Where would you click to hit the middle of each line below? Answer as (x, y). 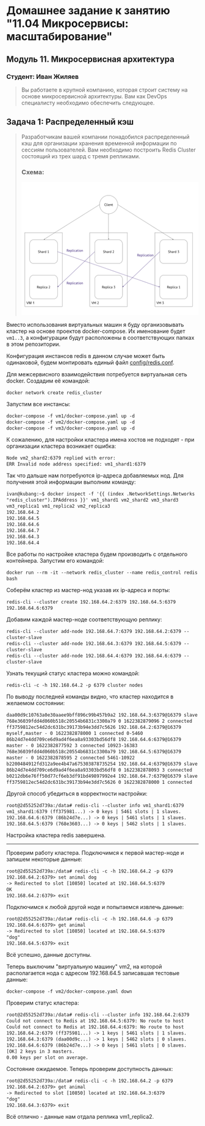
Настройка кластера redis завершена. (56, 835)
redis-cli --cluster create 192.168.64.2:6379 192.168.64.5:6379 (91, 602)
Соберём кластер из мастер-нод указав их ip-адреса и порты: (88, 590)
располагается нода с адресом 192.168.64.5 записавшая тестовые (93, 973)
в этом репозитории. (34, 344)
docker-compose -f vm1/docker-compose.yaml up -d (71, 416)
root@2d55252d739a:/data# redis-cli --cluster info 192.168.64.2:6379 (98, 1015)
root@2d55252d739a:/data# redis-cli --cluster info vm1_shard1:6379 (95, 806)
